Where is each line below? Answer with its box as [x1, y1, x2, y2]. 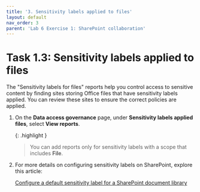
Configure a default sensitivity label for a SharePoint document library [14, 179, 187, 187]
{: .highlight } [14, 132, 47, 139]
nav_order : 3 [6, 20, 39, 26]
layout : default [6, 14, 47, 20]
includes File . [29, 150, 63, 157]
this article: [14, 168, 43, 175]
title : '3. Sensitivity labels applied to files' [6, 8, 133, 15]
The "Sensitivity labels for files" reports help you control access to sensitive [6, 83, 193, 91]
